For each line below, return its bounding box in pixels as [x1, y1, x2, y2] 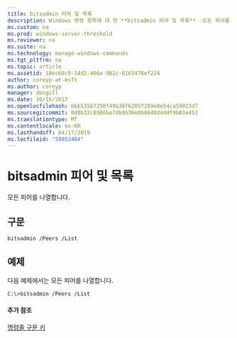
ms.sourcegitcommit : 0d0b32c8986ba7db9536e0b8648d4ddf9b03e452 [7, 109, 199, 116]
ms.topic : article [7, 63, 62, 70]
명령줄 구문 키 [7, 323, 46, 332]
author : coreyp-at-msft [7, 76, 78, 84]
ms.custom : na [7, 23, 50, 30]
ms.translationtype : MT [7, 116, 78, 123]
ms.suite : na [7, 43, 46, 50]
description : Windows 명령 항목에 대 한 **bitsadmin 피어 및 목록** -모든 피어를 [7, 17, 230, 24]
